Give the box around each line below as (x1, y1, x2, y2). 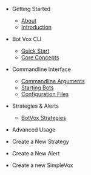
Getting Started (12, 6, 50, 12)
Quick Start (21, 47, 50, 54)
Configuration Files (21, 91, 69, 97)
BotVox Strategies (21, 114, 67, 121)
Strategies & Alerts (12, 102, 59, 110)
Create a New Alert (12, 150, 60, 157)
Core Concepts (21, 54, 59, 61)
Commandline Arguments (21, 78, 85, 84)
